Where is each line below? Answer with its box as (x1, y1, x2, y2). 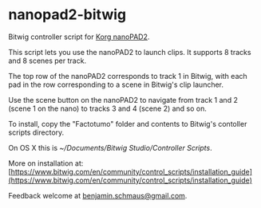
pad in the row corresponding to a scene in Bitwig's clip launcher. (8, 80, 224, 89)
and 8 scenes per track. (8, 56, 86, 65)
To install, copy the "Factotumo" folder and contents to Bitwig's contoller (8, 119, 247, 128)
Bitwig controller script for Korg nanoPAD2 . (8, 32, 150, 41)
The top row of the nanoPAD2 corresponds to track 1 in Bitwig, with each (8, 71, 247, 80)
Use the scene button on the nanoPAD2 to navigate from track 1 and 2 (8, 95, 238, 104)
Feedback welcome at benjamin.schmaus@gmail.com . (8, 190, 188, 200)
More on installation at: (8, 158, 84, 168)
